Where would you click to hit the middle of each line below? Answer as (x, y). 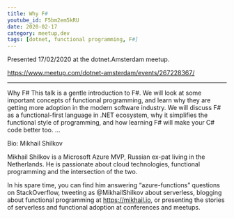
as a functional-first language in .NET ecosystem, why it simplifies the (108, 115)
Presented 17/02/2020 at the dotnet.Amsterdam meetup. (88, 59)
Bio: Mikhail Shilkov (35, 143)
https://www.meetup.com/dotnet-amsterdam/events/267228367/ (101, 73)
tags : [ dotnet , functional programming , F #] (73, 40)
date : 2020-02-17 (32, 26)
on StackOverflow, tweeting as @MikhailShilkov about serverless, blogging (115, 193)
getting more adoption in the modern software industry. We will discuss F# (114, 108)
